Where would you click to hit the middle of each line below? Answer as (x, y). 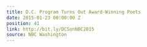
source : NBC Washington (37, 35)
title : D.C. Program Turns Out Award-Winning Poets (73, 12)
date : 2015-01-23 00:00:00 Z (43, 18)
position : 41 (23, 23)
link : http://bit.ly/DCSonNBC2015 (51, 29)
